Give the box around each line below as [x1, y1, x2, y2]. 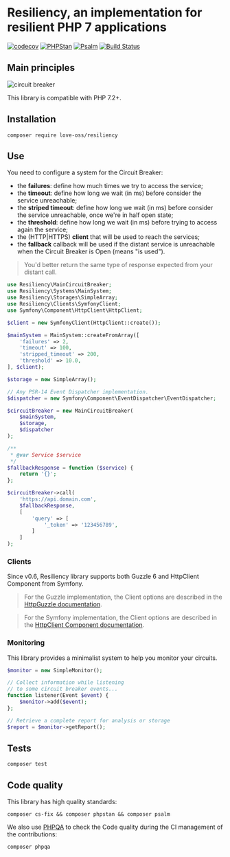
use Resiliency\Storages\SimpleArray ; [7, 294, 118, 301]
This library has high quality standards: [7, 798, 117, 806]
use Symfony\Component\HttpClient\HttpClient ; [7, 307, 143, 314]
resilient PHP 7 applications [7, 19, 167, 35]
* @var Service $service [10, 451, 81, 458]
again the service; [16, 225, 69, 234]
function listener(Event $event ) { [7, 692, 109, 699]
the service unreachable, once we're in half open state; [16, 211, 174, 219]
